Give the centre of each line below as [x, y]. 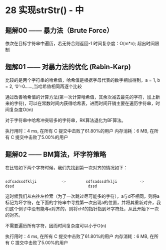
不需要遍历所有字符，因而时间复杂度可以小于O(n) [56, 226]
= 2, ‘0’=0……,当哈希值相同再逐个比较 [44, 86]
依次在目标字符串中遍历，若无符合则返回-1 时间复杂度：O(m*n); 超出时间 [80, 43]
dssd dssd [51, 186]
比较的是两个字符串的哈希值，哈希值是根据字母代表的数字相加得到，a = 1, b [83, 80]
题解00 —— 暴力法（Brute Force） [59, 30]
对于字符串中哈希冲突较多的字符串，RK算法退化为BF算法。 [65, 120]
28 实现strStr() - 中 [44, 10]
